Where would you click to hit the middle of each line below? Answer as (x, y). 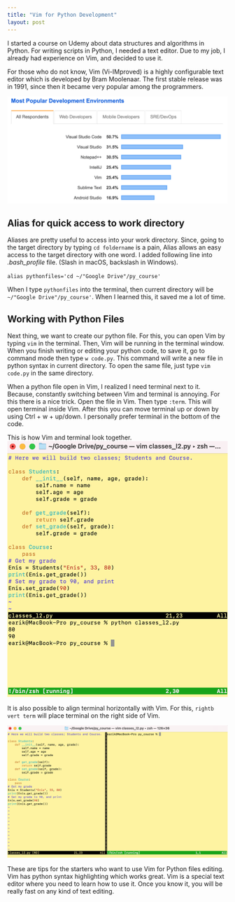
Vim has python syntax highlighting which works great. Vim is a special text (116, 876)
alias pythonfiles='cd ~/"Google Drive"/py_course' (84, 277)
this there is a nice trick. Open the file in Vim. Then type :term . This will (109, 402)
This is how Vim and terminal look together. (70, 437)
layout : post (26, 22)
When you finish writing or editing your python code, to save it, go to (106, 351)
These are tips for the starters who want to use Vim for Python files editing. (116, 868)
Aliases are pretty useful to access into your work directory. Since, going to (116, 240)
